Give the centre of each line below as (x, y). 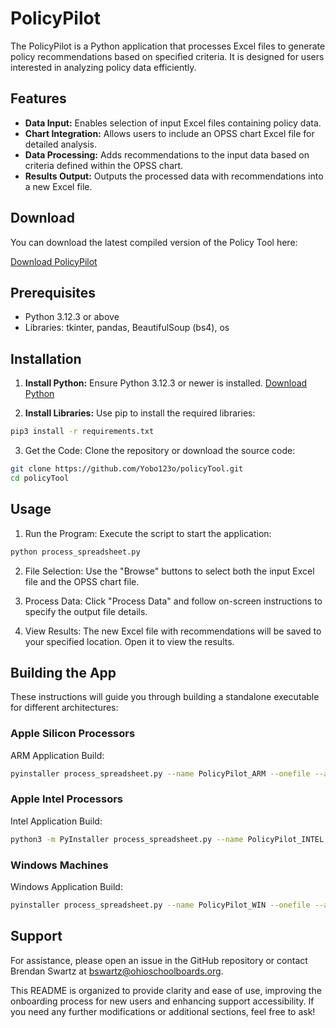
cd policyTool (40, 478)
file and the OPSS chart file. (82, 581)
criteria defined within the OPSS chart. (104, 165)
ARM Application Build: (57, 755)
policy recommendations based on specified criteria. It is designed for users (167, 56)
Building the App (63, 672)
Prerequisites (53, 292)
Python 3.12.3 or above (72, 317)
